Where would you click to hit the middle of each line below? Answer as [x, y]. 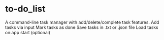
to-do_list [25, 9]
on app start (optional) [28, 32]
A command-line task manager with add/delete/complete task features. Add [82, 22]
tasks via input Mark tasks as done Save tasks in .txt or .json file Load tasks [82, 27]
